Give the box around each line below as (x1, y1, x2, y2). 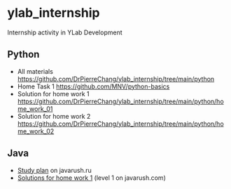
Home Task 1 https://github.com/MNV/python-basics (17, 82, 170, 91)
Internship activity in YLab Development (7, 28, 122, 37)
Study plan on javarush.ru (17, 166, 92, 174)
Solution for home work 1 (17, 89, 90, 98)
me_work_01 (17, 104, 53, 113)
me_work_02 (17, 126, 55, 135)
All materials (17, 67, 54, 75)
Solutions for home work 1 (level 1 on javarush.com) (17, 174, 166, 182)
